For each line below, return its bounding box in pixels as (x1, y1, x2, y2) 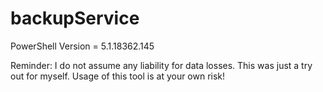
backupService (10, 7, 140, 30)
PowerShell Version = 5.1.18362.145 (10, 40, 155, 52)
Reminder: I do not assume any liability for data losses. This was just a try (10, 59, 313, 71)
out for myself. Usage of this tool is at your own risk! (10, 70, 226, 82)
